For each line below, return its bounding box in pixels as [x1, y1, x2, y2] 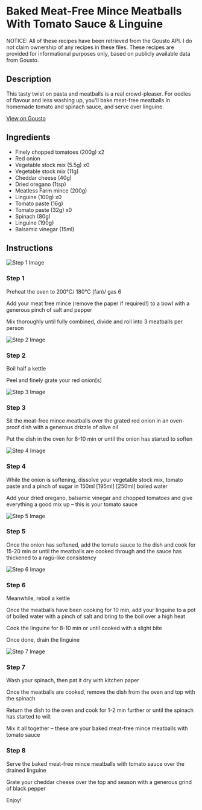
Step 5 [6, 527, 26, 536]
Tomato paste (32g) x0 [14, 206, 72, 213]
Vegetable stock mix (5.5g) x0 [14, 161, 90, 168]
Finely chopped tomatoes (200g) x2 [14, 148, 105, 156]
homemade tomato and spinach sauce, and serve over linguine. [6, 103, 164, 110]
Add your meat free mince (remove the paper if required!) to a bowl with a [6, 300, 190, 307]
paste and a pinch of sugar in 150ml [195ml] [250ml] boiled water [6, 482, 168, 490]
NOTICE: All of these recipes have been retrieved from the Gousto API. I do [6, 37, 192, 44]
